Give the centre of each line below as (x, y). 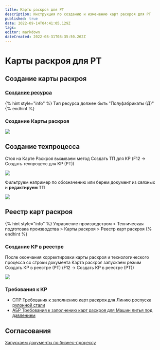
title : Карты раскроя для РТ (35, 10)
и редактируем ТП (25, 187)
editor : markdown (23, 32)
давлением (24, 315)
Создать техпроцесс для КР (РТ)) (40, 163)
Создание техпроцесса (43, 147)
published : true (21, 19)
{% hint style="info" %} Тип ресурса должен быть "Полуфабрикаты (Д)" (80, 103)
